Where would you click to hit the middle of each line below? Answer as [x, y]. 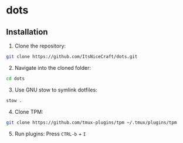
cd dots [16, 79]
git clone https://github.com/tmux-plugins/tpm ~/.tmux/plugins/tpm [91, 122]
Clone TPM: [29, 111]
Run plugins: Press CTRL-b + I [50, 134]
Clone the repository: [40, 46]
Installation [27, 32]
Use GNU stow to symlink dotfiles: [56, 90]
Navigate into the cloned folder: [52, 67]
